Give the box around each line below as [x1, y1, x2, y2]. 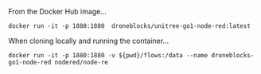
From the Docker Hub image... [8, 7, 107, 16]
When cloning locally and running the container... [8, 36, 169, 45]
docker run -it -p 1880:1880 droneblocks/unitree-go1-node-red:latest [8, 22, 251, 30]
